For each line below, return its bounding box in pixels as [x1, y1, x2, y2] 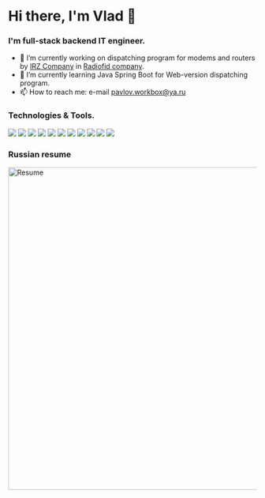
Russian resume [8, 149, 72, 160]
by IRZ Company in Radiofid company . [19, 62, 144, 71]
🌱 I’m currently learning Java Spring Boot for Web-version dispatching [19, 70, 248, 80]
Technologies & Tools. [8, 110, 95, 121]
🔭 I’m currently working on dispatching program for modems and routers [19, 53, 256, 62]
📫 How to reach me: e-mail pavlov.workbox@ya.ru [19, 87, 186, 97]
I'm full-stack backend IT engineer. [8, 36, 146, 47]
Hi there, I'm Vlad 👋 [8, 7, 136, 25]
